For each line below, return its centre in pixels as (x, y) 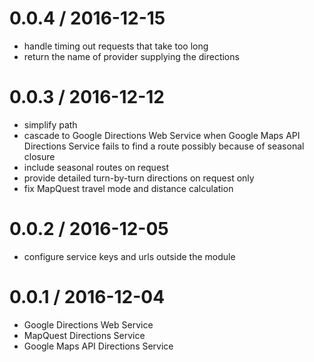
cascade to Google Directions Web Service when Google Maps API (162, 135)
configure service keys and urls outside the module (129, 256)
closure (39, 156)
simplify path (50, 124)
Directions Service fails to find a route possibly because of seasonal (164, 146)
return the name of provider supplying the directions (131, 56)
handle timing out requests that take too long (116, 46)
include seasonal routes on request (96, 167)
